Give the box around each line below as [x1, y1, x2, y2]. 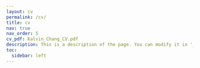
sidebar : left [11, 53, 46, 59]
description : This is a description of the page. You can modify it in [6, 42, 187, 48]
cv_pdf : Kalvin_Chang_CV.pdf [6, 36, 79, 42]
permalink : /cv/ [6, 14, 46, 20]
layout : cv [6, 8, 33, 15]
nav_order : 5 [6, 31, 39, 37]
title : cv [6, 20, 31, 25]
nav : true [6, 25, 31, 31]
